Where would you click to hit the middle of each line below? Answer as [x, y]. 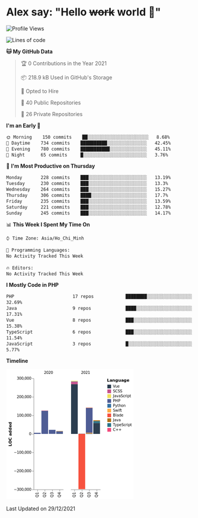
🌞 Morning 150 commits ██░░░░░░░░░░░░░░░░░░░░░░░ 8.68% [88, 137]
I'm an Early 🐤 [23, 125]
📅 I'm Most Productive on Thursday [51, 166]
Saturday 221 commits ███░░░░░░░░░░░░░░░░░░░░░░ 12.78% [88, 207]
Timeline [17, 360]
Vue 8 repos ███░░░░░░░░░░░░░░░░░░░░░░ [99, 320]
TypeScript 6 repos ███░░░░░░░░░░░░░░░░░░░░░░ [99, 332]
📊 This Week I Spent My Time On [48, 224]
